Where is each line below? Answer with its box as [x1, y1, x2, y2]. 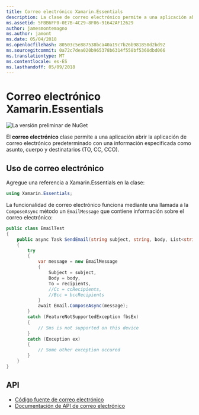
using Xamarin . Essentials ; [6, 191, 73, 197]
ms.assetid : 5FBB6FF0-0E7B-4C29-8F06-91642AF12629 [6, 20, 134, 26]
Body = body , [48, 275, 81, 281]
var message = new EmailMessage [37, 259, 118, 265]
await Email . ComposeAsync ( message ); [37, 303, 129, 309]
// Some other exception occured [37, 347, 120, 353]
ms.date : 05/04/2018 [6, 36, 57, 42]
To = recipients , [48, 281, 92, 287]
